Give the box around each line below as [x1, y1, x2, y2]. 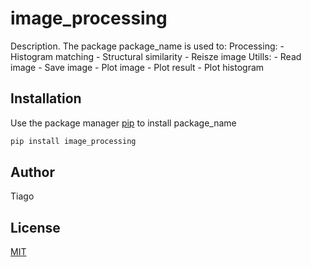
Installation [10, 90, 82, 107]
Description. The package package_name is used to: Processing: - [10, 40, 285, 52]
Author [10, 164, 55, 181]
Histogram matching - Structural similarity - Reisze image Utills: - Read [10, 50, 302, 62]
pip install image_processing [10, 136, 137, 146]
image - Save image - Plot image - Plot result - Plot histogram [10, 61, 265, 73]
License [10, 219, 61, 236]
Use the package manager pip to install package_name [10, 117, 237, 129]
